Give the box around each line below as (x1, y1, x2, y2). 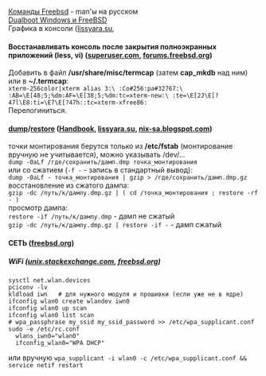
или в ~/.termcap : (8, 76, 69, 86)
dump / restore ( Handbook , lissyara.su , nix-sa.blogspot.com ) (8, 123, 213, 134)
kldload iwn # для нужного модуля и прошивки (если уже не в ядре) (8, 290, 244, 298)
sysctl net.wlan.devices (8, 276, 91, 285)
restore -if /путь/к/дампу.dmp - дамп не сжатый (8, 211, 175, 221)
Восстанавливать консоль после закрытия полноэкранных (8, 41, 217, 51)
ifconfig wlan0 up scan (8, 304, 88, 312)
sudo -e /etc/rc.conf (8, 325, 80, 333)
